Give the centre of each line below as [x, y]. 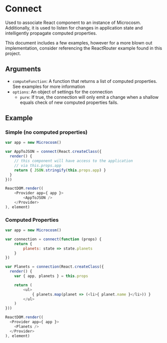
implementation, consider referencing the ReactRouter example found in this [84, 48]
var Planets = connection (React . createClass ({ [54, 267]
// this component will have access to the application [74, 161]
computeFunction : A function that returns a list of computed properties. [85, 81]
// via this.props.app [38, 165]
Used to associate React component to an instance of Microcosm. [73, 22]
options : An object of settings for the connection [62, 92]
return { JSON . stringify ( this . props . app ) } [60, 170]
